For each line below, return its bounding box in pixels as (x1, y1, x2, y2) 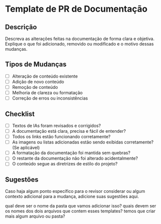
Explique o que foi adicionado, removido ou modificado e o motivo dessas (5, 41, 154, 47)
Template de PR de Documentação (5, 3, 148, 15)
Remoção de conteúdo (12, 84, 58, 90)
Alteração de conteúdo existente (12, 73, 78, 79)
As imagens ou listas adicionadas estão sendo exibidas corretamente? (12, 139, 154, 145)
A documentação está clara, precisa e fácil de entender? (12, 128, 126, 134)
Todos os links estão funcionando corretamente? (12, 134, 111, 140)
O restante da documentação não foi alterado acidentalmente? (12, 155, 138, 162)
